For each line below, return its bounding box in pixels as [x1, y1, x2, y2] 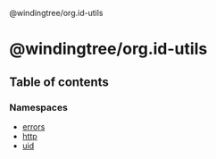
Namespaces [9, 101, 69, 113]
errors [21, 121, 46, 132]
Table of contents [9, 74, 109, 89]
